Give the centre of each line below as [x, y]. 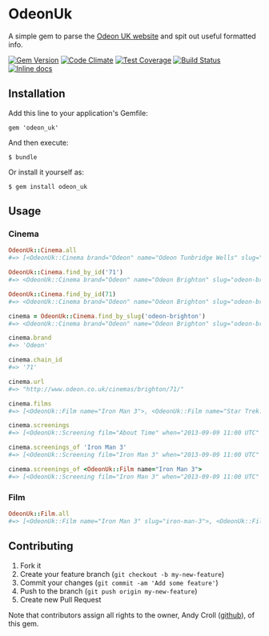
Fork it [30, 566]
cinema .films [30, 404]
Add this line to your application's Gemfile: [78, 113]
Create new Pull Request [60, 599]
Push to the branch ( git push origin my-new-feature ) [108, 591]
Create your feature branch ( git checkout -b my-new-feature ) [122, 574]
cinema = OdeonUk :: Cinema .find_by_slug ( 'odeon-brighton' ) [107, 316]
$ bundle [23, 157]
